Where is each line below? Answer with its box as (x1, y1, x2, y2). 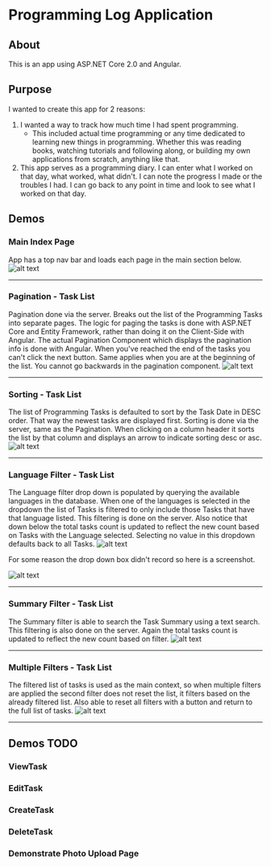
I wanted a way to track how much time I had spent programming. (19, 120, 239, 129)
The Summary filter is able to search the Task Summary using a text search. (8, 616, 261, 626)
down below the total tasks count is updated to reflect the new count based (8, 522, 260, 531)
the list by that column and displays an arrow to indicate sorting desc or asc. (8, 433, 262, 442)
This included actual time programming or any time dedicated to (31, 128, 246, 138)
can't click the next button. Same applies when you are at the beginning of (8, 352, 256, 362)
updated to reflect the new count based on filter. (8, 633, 169, 644)
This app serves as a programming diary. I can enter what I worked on (19, 163, 253, 172)
